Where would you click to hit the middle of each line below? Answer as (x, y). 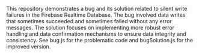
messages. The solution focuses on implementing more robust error (90, 27)
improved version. (29, 46)
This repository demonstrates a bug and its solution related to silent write (97, 9)
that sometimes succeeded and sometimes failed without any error (89, 21)
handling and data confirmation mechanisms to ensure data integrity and (96, 34)
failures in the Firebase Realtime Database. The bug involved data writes (96, 15)
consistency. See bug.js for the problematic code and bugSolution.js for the (100, 40)
